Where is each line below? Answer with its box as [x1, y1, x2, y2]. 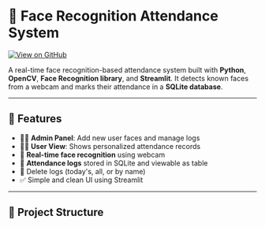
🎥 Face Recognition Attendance [8, 7, 218, 25]
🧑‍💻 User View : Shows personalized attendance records [19, 141, 201, 151]
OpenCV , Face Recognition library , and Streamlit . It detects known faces [8, 73, 249, 83]
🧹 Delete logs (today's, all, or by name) [19, 166, 146, 176]
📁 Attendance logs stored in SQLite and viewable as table [19, 158, 208, 168]
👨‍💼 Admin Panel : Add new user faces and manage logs [19, 133, 200, 143]
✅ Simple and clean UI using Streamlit [19, 175, 144, 184]
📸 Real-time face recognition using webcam [19, 150, 166, 159]
